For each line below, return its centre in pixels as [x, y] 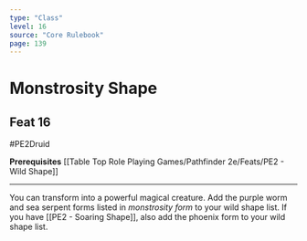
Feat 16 [30, 122]
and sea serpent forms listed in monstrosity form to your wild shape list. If [148, 207]
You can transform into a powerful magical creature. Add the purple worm [148, 198]
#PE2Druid [30, 144]
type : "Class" [37, 18]
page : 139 [28, 43]
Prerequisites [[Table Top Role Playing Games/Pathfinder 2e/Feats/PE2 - [147, 162]
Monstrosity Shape [84, 89]
